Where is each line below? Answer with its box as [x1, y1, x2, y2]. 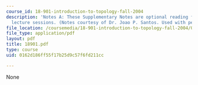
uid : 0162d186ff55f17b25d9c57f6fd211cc [6, 52, 104, 58]
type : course [6, 47, 38, 53]
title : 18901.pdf [6, 42, 49, 47]
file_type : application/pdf [6, 30, 75, 36]
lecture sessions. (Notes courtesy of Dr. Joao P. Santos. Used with [11, 19, 186, 25]
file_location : [6, 25, 44, 31]
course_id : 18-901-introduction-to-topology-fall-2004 [6, 8, 144, 15]
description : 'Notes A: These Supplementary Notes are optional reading [6, 14, 189, 20]
